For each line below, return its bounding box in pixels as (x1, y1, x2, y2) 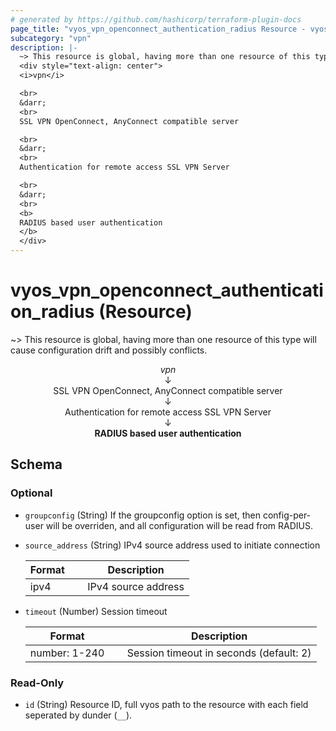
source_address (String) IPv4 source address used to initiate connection (24, 539, 321, 551)
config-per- (262, 509, 312, 521)
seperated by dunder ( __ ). (24, 709, 133, 721)
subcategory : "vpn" (10, 33, 92, 43)
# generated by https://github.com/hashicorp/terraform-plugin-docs (10, 14, 302, 25)
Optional (10, 486, 53, 500)
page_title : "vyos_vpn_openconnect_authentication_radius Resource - (10, 24, 307, 34)
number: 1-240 (29, 646, 105, 660)
